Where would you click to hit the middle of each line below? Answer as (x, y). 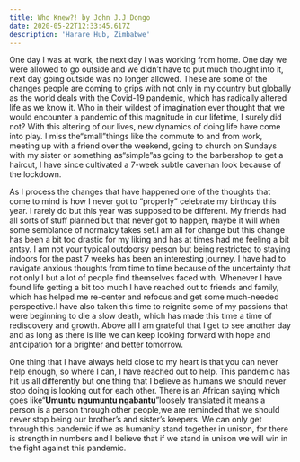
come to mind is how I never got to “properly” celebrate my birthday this (143, 201)
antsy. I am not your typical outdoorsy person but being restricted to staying (150, 249)
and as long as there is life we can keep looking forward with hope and (140, 335)
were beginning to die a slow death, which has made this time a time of (141, 316)
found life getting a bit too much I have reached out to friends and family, (144, 288)
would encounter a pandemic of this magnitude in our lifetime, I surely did (146, 117)
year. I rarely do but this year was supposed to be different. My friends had (148, 211)
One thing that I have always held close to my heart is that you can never (144, 362)
